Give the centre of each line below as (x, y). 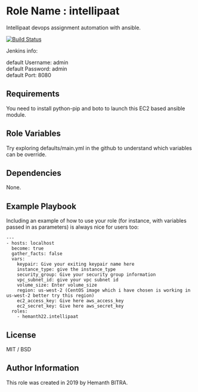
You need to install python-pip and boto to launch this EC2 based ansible (96, 108)
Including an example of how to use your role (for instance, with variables (96, 221)
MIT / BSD (19, 349)
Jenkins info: (22, 51)
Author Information (43, 368)
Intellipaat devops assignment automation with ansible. (74, 28)
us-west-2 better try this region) (50, 296)
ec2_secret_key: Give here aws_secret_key (70, 306)
